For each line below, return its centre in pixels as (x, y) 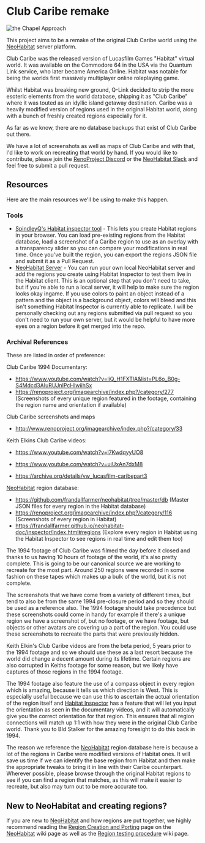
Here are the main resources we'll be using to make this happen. (88, 199)
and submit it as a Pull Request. (55, 261)
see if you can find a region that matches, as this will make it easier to (94, 780)
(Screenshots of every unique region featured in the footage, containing (106, 398)
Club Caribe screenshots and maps (51, 417)
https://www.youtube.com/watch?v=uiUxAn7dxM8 (79, 464)
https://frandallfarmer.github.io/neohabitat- (69, 526)
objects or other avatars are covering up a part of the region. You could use (102, 628)
